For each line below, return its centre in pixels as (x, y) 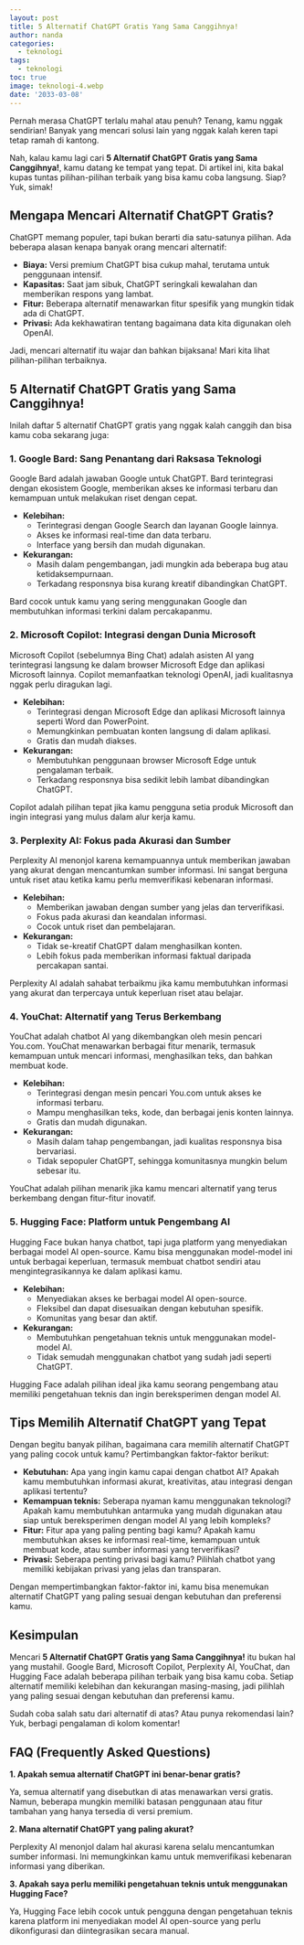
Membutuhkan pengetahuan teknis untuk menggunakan (142, 1337)
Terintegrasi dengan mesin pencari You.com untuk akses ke (149, 1093)
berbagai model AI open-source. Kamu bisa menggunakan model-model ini (151, 1251)
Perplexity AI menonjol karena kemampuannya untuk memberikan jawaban (150, 860)
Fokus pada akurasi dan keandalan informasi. (121, 917)
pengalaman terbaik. (75, 770)
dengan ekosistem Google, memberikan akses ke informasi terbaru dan (144, 488)
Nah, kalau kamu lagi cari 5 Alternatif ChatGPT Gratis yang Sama (134, 157)
